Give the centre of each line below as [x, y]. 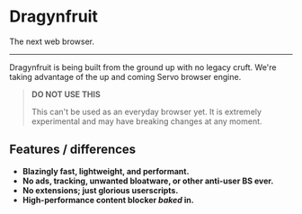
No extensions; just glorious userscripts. [100, 190]
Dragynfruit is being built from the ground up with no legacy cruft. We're [143, 67]
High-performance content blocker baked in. [108, 200]
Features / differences [73, 150]
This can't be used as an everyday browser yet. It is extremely [147, 111]
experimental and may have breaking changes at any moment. [147, 121]
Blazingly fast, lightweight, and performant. [106, 171]
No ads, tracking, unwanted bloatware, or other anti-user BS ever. [148, 181]
